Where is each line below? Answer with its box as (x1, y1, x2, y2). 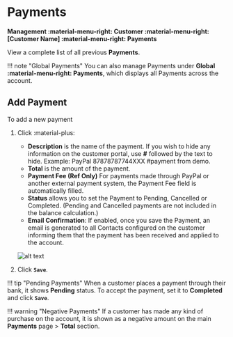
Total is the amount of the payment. (27, 164, 131, 173)
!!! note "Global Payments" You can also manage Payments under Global (7, 61, 216, 70)
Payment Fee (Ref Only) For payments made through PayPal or (27, 171, 210, 180)
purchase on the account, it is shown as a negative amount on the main (7, 314, 211, 322)
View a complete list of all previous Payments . (7, 48, 140, 56)
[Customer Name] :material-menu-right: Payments (7, 34, 157, 42)
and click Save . (7, 293, 49, 301)
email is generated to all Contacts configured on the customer (27, 224, 205, 232)
